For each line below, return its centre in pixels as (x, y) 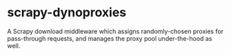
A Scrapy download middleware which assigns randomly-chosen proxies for (115, 31)
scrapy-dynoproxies (67, 13)
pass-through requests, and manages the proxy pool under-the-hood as (110, 38)
